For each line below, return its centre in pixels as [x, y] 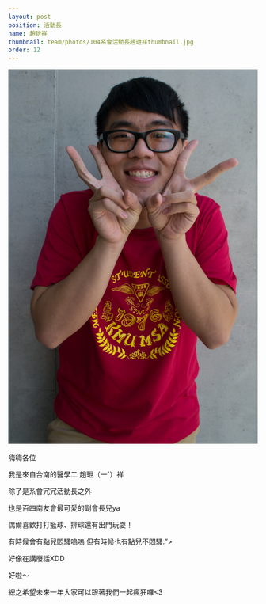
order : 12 [25, 50]
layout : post [30, 17]
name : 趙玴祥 [28, 33]
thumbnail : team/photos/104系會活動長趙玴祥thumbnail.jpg [101, 42]
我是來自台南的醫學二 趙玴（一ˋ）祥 [66, 474]
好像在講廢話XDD [36, 558]
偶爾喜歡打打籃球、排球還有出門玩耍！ [70, 524]
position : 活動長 [35, 25]
